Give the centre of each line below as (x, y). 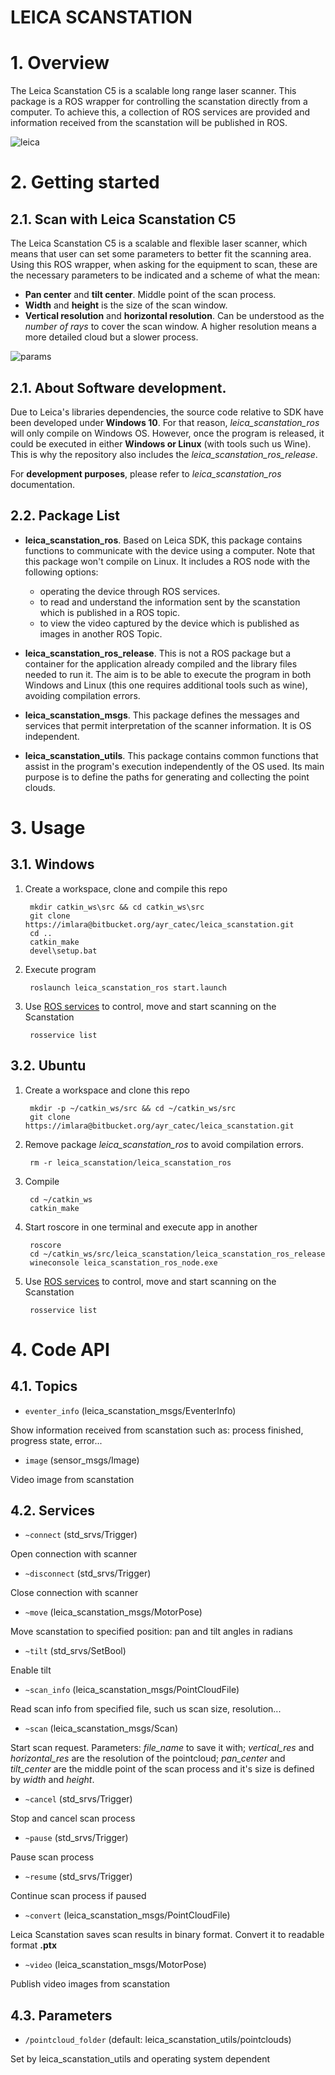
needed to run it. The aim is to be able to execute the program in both (168, 674)
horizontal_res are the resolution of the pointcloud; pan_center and (148, 1758)
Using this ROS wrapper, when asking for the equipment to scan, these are (164, 265)
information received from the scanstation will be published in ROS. (149, 123)
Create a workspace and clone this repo (107, 1090)
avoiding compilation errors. (82, 695)
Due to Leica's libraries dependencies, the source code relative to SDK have (167, 412)
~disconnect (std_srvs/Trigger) (88, 1573)
